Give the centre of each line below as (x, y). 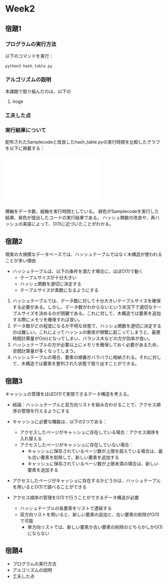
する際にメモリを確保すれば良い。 (47, 320)
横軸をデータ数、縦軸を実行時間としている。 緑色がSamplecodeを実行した (82, 211)
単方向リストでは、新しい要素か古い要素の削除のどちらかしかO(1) (95, 527)
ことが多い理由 (20, 261)
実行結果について (26, 130)
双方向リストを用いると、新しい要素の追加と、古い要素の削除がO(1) (90, 515)
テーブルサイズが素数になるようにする (59, 290)
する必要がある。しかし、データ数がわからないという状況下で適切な (82, 307)
